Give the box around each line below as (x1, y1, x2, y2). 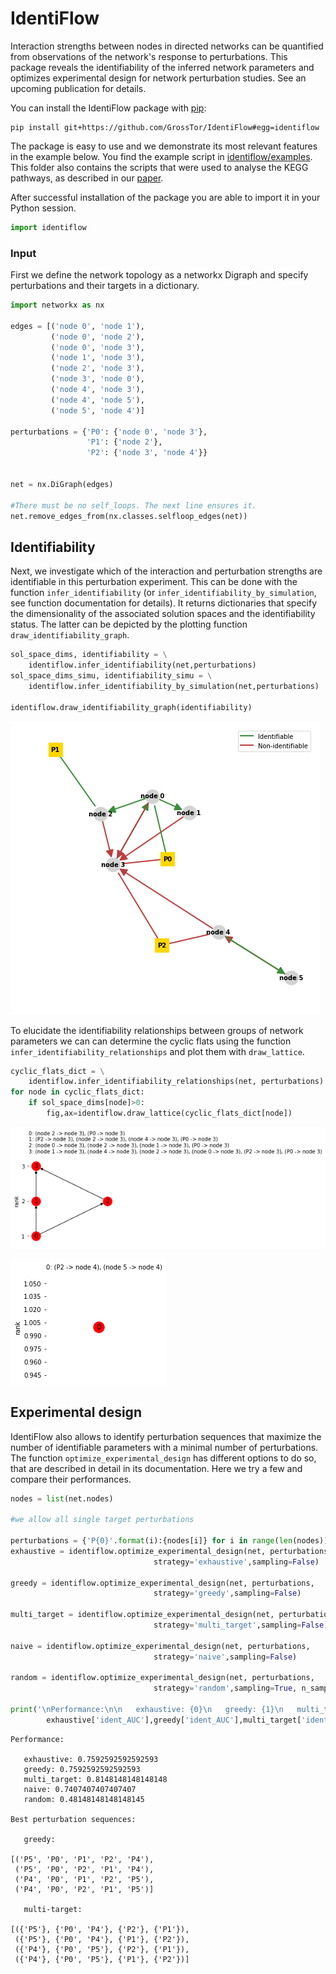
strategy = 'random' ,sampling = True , (153, 1683, 298, 1694)
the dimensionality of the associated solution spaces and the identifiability (10, 608, 316, 620)
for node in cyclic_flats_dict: (10, 1087, 145, 1097)
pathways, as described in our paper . (10, 172, 164, 184)
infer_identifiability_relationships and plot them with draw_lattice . (10, 1045, 305, 1057)
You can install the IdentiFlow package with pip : (10, 102, 207, 114)
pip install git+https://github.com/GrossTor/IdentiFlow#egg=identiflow (10, 122, 320, 132)
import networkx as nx (10, 300, 105, 311)
